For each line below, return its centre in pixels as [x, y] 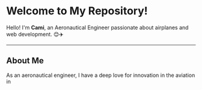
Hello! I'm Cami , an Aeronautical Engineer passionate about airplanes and [97, 27]
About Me [25, 61]
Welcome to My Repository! [77, 11]
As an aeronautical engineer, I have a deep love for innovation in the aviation [101, 75]
